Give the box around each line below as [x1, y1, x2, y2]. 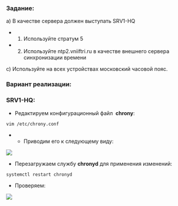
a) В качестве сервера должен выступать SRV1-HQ [6, 18, 136, 25]
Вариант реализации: [6, 80, 72, 89]
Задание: [6, 4, 34, 12]
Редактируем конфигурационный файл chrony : [14, 109, 135, 116]
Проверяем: [14, 182, 46, 189]
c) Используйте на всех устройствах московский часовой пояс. [6, 66, 168, 73]
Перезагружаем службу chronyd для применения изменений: [14, 160, 173, 167]
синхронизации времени [23, 54, 87, 61]
